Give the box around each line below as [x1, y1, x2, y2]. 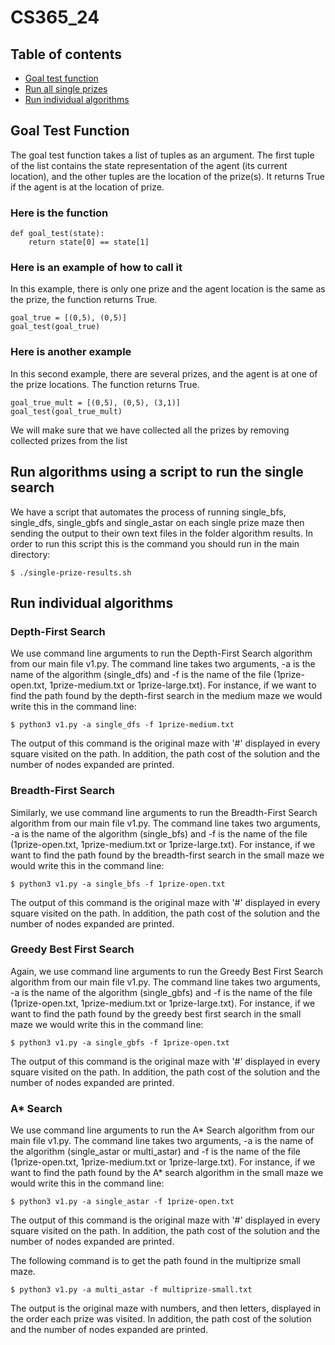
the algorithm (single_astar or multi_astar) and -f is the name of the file [10, 1146, 301, 1158]
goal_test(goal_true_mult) [10, 406, 123, 416]
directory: [10, 548, 51, 560]
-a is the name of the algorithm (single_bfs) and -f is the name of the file [10, 827, 308, 840]
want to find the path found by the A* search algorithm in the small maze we [10, 1167, 324, 1179]
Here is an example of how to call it [10, 261, 183, 275]
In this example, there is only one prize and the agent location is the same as [10, 283, 326, 295]
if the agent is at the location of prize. [10, 181, 165, 193]
